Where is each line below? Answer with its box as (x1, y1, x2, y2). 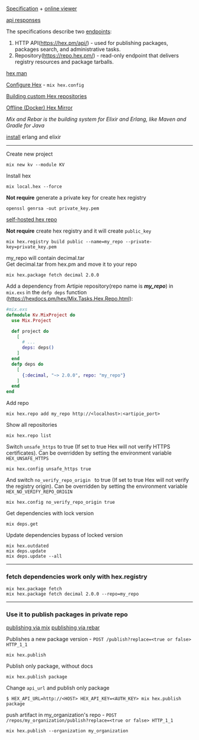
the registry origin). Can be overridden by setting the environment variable (6, 482, 188, 490)
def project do (11, 328, 49, 334)
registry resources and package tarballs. (14, 59, 114, 65)
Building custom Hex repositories (6, 93, 87, 99)
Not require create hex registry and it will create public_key (6, 227, 152, 234)
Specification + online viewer (6, 5, 78, 12)
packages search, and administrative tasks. (14, 46, 121, 53)
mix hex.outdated (6, 543, 49, 549)
